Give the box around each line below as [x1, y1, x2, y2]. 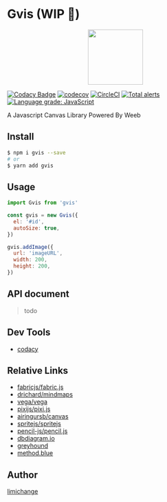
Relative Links [7, 365, 69, 376]
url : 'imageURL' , [13, 250, 63, 257]
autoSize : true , [13, 224, 60, 232]
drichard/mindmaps [16, 390, 74, 399]
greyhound [16, 441, 49, 450]
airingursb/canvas [16, 412, 69, 421]
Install [7, 131, 34, 143]
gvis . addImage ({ [7, 243, 54, 250]
